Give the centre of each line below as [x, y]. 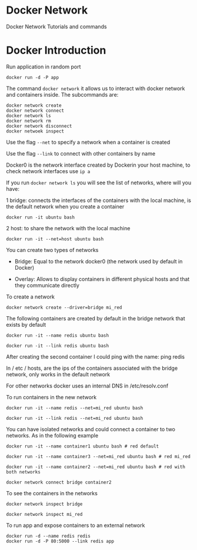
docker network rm [29, 121]
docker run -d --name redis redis [49, 536]
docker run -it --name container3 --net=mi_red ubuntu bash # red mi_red [98, 456]
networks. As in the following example [52, 435]
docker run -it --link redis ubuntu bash [58, 346]
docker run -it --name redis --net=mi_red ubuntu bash [75, 408]
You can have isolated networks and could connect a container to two [91, 429]
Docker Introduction [56, 50]
